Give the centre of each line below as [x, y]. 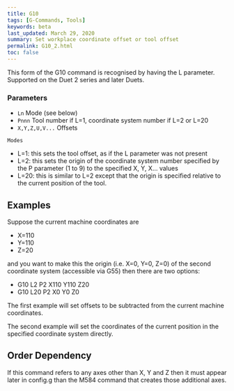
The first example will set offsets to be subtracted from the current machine [116, 305]
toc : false [23, 53]
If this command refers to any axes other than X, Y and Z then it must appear [117, 372]
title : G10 [23, 14]
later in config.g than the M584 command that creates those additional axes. [117, 380]
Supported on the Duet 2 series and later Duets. [76, 79]
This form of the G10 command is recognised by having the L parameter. [111, 72]
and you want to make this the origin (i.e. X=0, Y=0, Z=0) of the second [109, 263]
